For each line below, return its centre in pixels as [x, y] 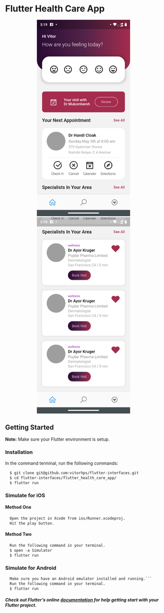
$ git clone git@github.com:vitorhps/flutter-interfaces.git [74, 473]
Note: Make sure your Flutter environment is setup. [57, 439]
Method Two [18, 534]
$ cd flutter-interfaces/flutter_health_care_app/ [63, 478]
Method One [18, 507]
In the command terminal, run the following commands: [62, 463]
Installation [19, 452]
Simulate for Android [31, 568]
